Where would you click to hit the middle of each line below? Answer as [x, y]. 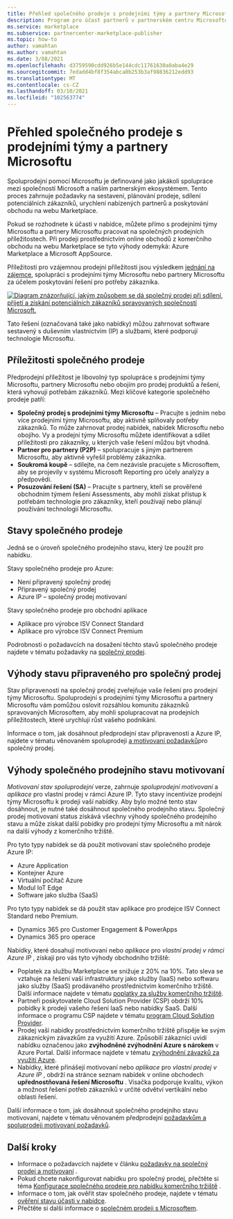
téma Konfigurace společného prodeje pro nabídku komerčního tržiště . [119, 1186]
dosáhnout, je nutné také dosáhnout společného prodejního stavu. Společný [116, 809]
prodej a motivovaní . [47, 1171]
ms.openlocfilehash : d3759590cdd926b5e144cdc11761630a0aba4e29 [101, 65]
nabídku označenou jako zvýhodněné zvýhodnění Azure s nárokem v [118, 1045]
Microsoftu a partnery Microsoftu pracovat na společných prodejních [106, 231]
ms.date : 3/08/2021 [35, 59]
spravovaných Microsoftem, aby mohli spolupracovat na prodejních [103, 712]
